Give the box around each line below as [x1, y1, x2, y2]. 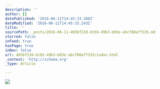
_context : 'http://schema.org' [5, 57, 69, 62]
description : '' [5, 7, 38, 12]
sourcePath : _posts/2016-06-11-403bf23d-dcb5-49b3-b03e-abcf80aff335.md [5, 30, 156, 35]
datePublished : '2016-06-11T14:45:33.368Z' [5, 16, 95, 21]
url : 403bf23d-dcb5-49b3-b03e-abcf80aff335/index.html [5, 52, 119, 57]
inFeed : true [5, 39, 32, 44]
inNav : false [5, 48, 32, 53]
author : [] [5, 12, 27, 17]
